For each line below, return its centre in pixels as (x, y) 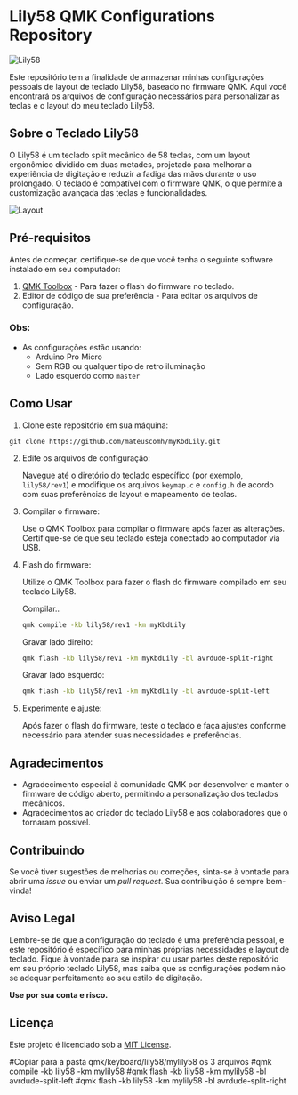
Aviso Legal (42, 918)
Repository (51, 35)
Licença (32, 1023)
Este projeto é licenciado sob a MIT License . (90, 1044)
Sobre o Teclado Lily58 (74, 134)
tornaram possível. (56, 822)
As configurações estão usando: (82, 347)
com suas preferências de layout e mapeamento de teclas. (129, 494)
